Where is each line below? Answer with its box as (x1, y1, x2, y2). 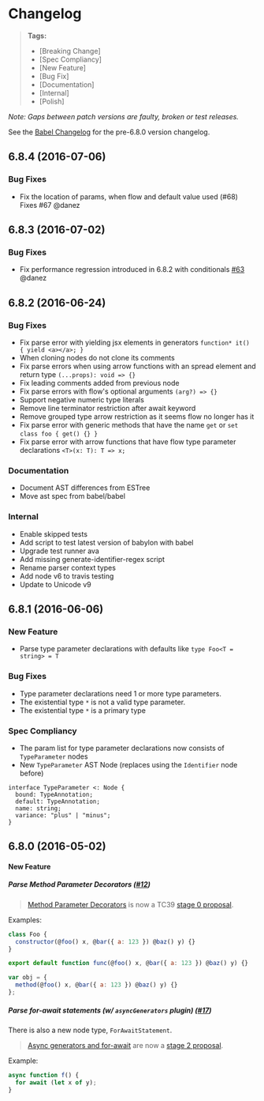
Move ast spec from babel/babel (19, 492, 126, 501)
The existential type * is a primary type (19, 705, 146, 715)
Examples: (8, 914, 42, 925)
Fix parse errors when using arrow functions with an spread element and (19, 361, 256, 371)
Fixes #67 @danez (19, 200, 80, 209)
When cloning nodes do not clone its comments (19, 353, 175, 362)
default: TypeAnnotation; (15, 797, 101, 805)
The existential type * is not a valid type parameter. (19, 697, 186, 707)
